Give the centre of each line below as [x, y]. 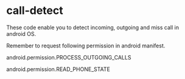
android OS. [21, 33]
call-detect [35, 11]
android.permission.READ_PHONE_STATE [58, 69]
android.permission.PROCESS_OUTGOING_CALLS [69, 57]
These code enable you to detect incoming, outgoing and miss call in [93, 27]
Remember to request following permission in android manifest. [86, 46]
